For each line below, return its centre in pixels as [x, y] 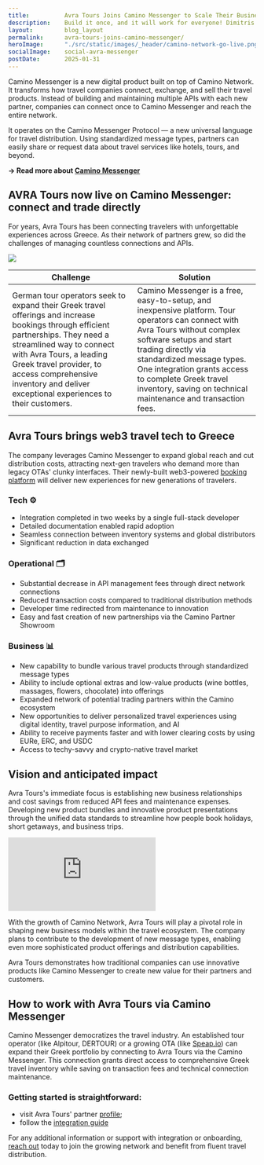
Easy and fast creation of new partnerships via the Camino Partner [127, 617]
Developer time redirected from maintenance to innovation [114, 609]
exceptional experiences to [62, 394]
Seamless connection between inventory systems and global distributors [137, 534]
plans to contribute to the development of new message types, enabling [125, 939]
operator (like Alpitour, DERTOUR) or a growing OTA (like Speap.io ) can [123, 1044]
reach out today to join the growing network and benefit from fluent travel [127, 1146]
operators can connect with [188, 320]
